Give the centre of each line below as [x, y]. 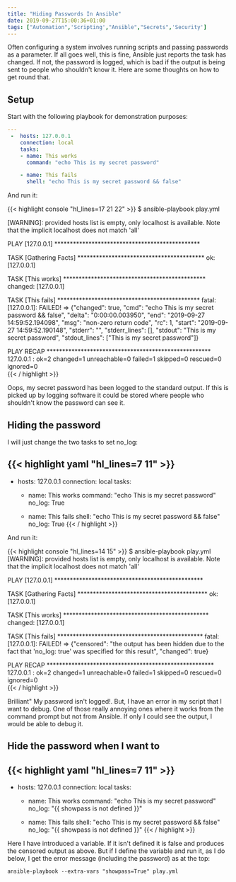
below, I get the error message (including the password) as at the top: [109, 859]
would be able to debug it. [45, 723]
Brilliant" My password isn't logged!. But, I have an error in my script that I [115, 701]
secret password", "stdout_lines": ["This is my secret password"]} [103, 338]
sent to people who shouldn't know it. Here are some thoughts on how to [113, 70]
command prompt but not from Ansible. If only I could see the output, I [110, 716]
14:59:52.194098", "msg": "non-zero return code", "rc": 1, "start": [102, 323]
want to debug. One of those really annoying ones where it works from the [116, 709]
